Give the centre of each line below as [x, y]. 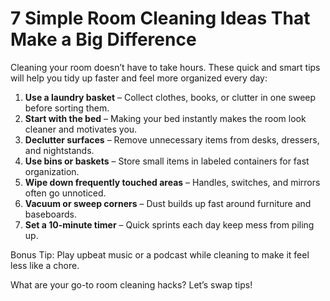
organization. [52, 171]
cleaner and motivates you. [81, 129]
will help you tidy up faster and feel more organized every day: [139, 78]
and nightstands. [59, 150]
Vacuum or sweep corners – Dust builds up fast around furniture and [168, 203]
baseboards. [50, 214]
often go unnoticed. [65, 193]
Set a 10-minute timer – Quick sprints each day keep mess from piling [169, 224]
